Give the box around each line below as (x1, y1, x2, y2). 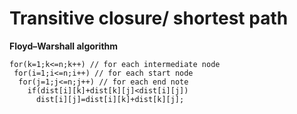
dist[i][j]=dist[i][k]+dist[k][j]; (35, 94, 185, 104)
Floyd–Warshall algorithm (9, 40, 119, 52)
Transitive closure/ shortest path (9, 7, 289, 30)
